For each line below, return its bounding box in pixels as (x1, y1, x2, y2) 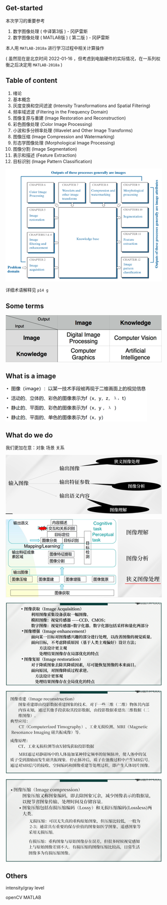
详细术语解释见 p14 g (5, 287, 49, 293)
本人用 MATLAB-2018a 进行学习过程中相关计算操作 (5, 45, 105, 51)
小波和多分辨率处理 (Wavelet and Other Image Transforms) (12, 127, 133, 133)
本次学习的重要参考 (5, 17, 45, 24)
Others (5, 872, 28, 880)
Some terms (5, 302, 44, 310)
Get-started (5, 4, 43, 12)
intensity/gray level (5, 885, 45, 891)
